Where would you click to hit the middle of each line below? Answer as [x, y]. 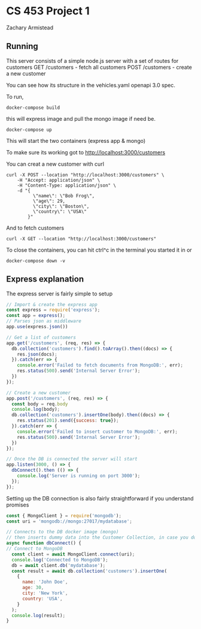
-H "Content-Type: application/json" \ [67, 185]
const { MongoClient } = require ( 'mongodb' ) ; [64, 515]
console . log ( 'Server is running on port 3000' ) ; [79, 476]
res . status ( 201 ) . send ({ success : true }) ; [68, 421]
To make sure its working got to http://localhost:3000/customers [86, 152]
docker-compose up [29, 130]
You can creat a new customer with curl [55, 164]
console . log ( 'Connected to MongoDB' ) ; [60, 560]
